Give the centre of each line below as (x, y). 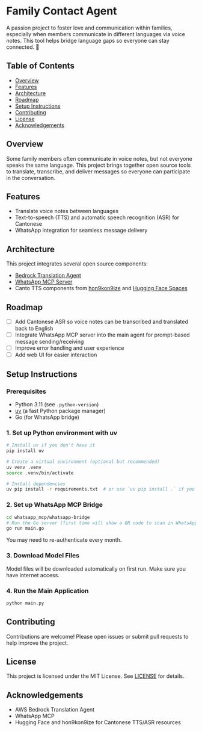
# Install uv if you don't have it (51, 445)
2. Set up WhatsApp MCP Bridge (55, 505)
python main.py (25, 603)
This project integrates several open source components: (77, 264)
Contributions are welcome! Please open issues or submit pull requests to (97, 636)
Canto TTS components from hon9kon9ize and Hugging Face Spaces (101, 288)
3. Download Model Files (43, 556)
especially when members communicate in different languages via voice (96, 34)
